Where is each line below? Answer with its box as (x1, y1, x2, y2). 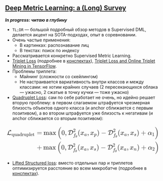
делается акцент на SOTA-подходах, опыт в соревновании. (12, 31, 137, 37)
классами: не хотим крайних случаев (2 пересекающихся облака (19, 84, 158, 90)
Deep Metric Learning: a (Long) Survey (5, 4, 127, 12)
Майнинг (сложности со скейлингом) (19, 73, 98, 79)
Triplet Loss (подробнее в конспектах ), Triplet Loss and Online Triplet (12, 58, 156, 63)
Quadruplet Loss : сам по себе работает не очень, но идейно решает (12, 94, 156, 100)
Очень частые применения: (12, 37, 71, 43)
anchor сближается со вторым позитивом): (12, 115, 104, 121)
